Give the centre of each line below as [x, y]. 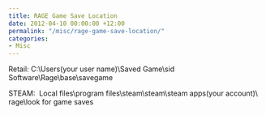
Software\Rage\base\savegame [61, 78]
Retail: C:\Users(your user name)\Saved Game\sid [92, 69]
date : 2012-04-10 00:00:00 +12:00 [67, 23]
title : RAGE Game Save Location [63, 16]
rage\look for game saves [51, 102]
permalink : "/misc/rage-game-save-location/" [86, 31]
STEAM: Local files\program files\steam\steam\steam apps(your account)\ [133, 93]
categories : [28, 38]
